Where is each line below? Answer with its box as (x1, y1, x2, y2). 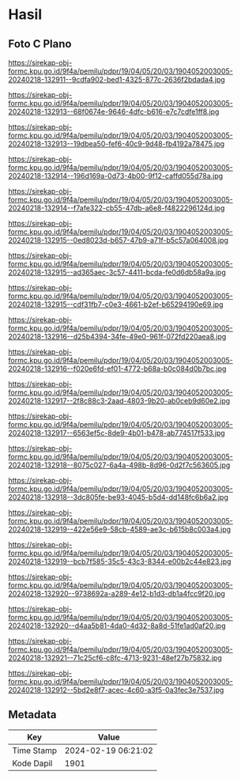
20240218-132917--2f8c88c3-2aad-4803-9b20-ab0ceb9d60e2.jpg (8, 396, 231, 405)
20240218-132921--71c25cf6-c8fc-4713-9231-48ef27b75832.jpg (8, 653, 223, 662)
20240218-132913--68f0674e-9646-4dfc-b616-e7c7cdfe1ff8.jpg (8, 107, 220, 116)
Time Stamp (12, 745, 58, 756)
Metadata (8, 708, 57, 721)
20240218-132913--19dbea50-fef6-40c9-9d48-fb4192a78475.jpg (8, 139, 225, 148)
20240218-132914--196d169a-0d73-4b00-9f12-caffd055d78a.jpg (8, 172, 224, 180)
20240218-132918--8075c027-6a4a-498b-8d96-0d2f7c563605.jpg (8, 460, 231, 470)
